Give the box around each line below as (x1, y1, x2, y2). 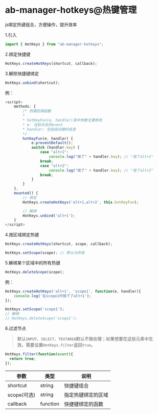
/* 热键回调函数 (23, 109, 51, 114)
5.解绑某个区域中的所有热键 (5, 260, 60, 266)
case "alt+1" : (40, 150, 69, 155)
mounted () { (14, 191, 38, 196)
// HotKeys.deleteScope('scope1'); (5, 316, 78, 321)
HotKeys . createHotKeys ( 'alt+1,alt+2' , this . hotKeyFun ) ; (23, 199, 139, 205)
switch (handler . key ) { (31, 145, 80, 150)
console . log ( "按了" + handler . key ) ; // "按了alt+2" (48, 168, 154, 173)
